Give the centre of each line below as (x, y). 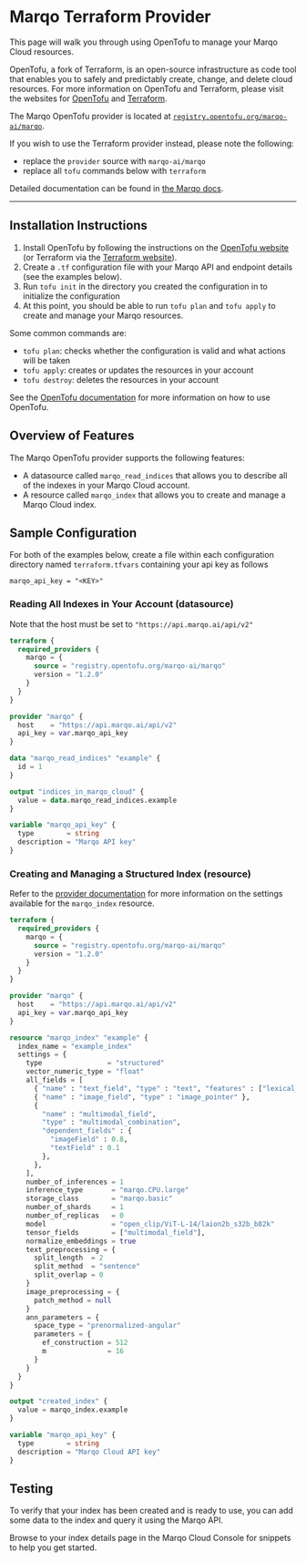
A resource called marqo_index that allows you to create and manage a (154, 495)
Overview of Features (72, 436)
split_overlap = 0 (68, 1275)
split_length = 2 (68, 1258)
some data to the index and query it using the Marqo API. (116, 1520)
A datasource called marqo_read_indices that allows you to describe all (155, 475)
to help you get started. (53, 1547)
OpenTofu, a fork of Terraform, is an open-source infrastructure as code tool (153, 69)
